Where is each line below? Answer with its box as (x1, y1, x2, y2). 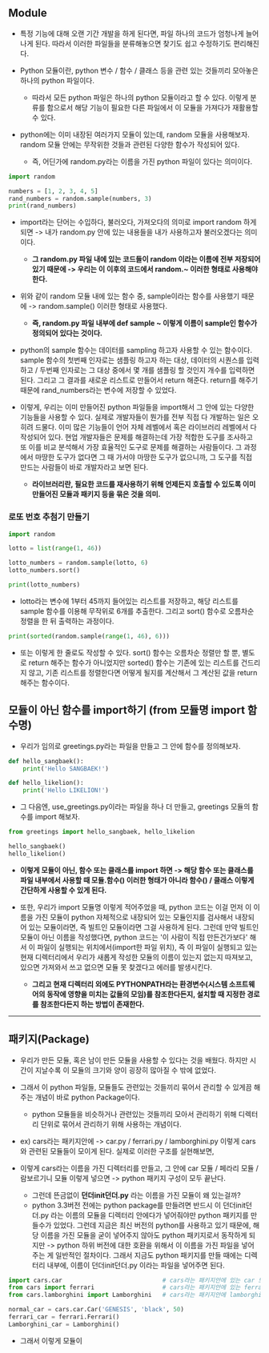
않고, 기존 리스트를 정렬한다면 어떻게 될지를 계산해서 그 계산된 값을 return (28, 667, 258, 677)
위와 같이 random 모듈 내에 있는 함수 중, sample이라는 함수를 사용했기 (19, 291, 240, 301)
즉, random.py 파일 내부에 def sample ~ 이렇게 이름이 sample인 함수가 (31, 318, 258, 328)
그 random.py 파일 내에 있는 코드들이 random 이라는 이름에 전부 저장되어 (31, 254, 261, 264)
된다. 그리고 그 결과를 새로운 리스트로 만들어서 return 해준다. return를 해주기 (19, 375, 259, 385)
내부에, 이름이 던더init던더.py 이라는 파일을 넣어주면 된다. (46, 1260, 226, 1270)
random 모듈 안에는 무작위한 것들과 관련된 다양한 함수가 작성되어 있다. (19, 139, 240, 149)
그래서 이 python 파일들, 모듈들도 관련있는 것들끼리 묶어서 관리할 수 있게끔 (19, 1082, 252, 1091)
